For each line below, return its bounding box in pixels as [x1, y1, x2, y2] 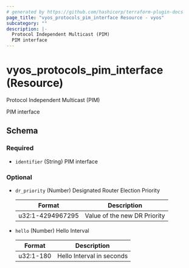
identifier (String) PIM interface [15, 157, 98, 165]
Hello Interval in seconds [57, 252, 128, 260]
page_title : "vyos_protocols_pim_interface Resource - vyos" [6, 15, 165, 21]
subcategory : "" [6, 20, 47, 26]
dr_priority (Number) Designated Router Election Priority [15, 187, 160, 194]
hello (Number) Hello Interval [15, 227, 89, 234]
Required [6, 144, 34, 153]
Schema [6, 126, 38, 136]
